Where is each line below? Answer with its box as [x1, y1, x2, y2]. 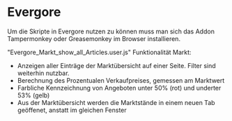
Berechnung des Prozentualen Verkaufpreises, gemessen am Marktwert [17, 76, 225, 84]
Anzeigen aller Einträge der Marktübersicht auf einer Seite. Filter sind [17, 61, 216, 70]
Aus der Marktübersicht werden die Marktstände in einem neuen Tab [17, 98, 215, 106]
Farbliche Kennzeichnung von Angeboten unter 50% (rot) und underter [17, 83, 222, 92]
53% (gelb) [17, 91, 50, 99]
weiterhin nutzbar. [17, 69, 70, 77]
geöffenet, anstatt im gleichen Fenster [17, 106, 127, 114]
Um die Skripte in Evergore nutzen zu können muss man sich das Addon [7, 27, 215, 35]
